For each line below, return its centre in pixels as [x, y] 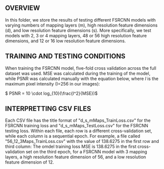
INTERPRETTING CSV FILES [48, 109]
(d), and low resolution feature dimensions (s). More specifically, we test [78, 30]
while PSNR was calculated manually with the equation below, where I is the [82, 79]
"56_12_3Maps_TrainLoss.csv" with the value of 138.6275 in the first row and [82, 141]
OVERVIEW [23, 8]
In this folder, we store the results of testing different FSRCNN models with [81, 20]
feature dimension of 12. [29, 162]
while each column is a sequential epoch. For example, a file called [73, 136]
